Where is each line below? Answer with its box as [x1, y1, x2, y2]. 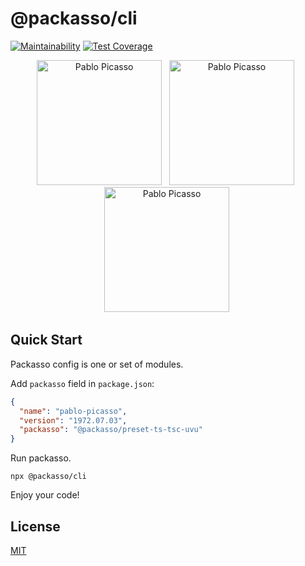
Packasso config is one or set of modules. [10, 358, 184, 370]
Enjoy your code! [10, 489, 80, 501]
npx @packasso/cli [10, 472, 87, 482]
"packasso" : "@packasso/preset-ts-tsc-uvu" [19, 425, 203, 435]
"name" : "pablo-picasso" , [19, 406, 128, 416]
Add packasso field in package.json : [10, 377, 155, 389]
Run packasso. [10, 452, 72, 464]
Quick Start [10, 332, 83, 349]
